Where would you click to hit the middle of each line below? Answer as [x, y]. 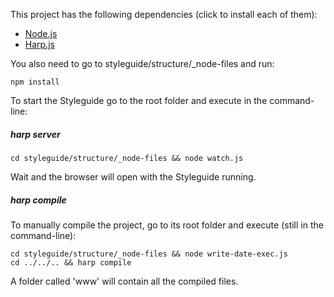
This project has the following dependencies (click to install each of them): [164, 14]
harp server [35, 134]
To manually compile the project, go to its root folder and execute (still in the [167, 225]
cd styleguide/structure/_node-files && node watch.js [127, 158]
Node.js [41, 33]
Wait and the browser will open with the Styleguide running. [133, 176]
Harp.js [39, 44]
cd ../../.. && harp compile [71, 262]
